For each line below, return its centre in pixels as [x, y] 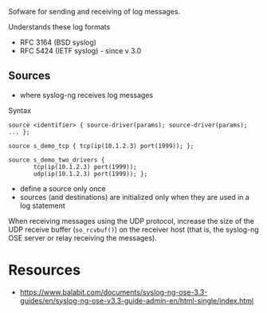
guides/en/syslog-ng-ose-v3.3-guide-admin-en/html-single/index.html [136, 300]
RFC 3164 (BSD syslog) [58, 42]
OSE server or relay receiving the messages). [82, 237]
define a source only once [63, 188]
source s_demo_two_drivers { [57, 160]
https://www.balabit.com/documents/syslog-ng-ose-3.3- [114, 292]
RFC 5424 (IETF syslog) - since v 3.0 [80, 51]
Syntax [20, 110]
